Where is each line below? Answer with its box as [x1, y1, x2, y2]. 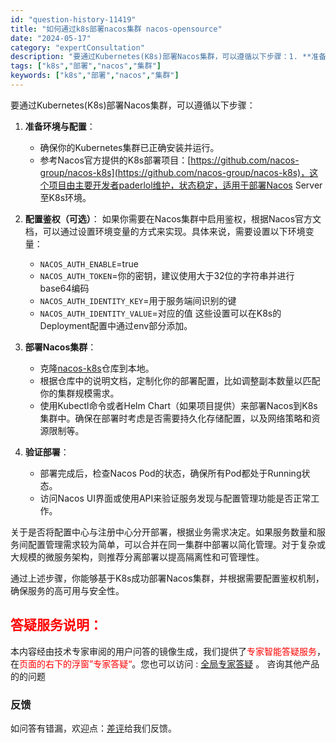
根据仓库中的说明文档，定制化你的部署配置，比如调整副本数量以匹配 [39, 374, 321, 386]
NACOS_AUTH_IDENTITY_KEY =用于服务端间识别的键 [39, 294, 237, 306]
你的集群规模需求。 [39, 387, 120, 399]
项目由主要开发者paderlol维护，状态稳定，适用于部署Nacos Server [48, 179, 323, 191]
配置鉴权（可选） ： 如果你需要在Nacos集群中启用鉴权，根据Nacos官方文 [24, 212, 322, 225]
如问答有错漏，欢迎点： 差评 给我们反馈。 [10, 722, 177, 734]
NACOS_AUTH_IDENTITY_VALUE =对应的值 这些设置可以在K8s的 [39, 307, 282, 319]
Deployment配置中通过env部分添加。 [39, 319, 193, 331]
